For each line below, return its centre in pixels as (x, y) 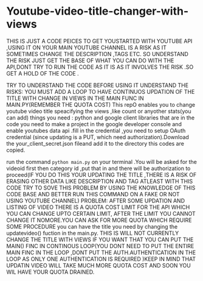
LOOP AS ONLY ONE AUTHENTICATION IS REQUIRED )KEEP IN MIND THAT (101, 259)
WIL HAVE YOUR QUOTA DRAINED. (50, 272)
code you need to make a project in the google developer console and (94, 124)
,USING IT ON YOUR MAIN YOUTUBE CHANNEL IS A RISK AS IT (87, 48)
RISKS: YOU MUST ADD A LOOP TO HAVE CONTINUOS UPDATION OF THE (101, 91)
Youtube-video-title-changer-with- (98, 11)
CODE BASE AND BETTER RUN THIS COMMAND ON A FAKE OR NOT (93, 194)
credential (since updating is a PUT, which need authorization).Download (98, 137)
